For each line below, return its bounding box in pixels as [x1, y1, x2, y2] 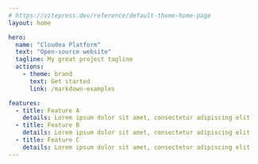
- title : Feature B [15, 121, 80, 129]
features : [8, 99, 41, 107]
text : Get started [29, 77, 90, 86]
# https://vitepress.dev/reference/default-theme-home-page [8, 11, 212, 20]
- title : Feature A [15, 106, 80, 115]
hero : [8, 33, 26, 41]
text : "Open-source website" [15, 48, 112, 56]
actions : [15, 63, 44, 71]
